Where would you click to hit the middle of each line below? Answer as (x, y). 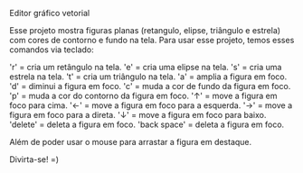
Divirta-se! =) (34, 159)
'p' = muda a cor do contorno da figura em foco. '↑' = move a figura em (143, 96)
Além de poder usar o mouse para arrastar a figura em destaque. (131, 142)
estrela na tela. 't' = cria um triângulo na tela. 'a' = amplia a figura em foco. (148, 77)
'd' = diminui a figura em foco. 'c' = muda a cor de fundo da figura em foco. (150, 86)
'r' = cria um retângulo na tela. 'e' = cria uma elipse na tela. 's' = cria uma (146, 67)
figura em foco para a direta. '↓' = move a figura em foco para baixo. (138, 115)
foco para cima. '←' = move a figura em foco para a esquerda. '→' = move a (151, 105)
